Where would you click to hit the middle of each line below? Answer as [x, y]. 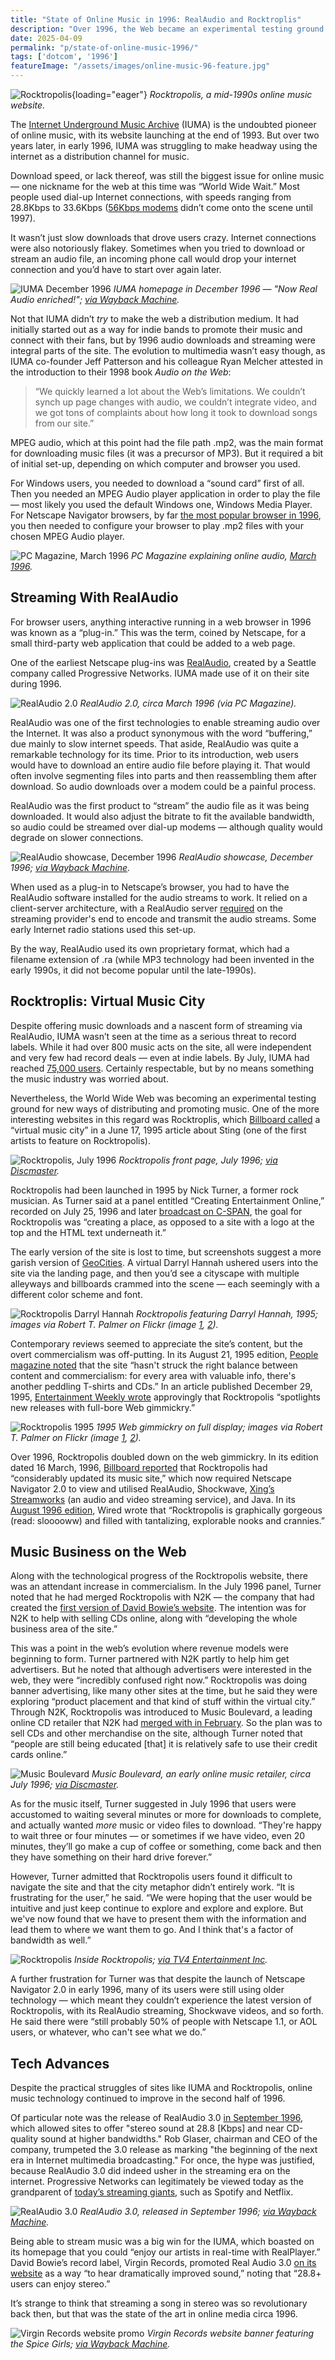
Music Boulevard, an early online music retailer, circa [201, 1774]
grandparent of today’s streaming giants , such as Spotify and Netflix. [152, 2192]
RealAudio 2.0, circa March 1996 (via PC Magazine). [188, 703]
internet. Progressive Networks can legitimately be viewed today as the [157, 2182]
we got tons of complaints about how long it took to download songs [176, 412]
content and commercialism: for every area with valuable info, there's [153, 1375]
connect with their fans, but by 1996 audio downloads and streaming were [163, 340]
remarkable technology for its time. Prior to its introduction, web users [154, 754]
